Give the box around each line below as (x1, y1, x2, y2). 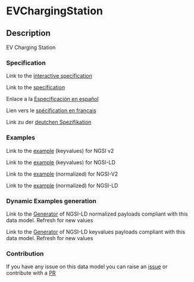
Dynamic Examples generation (6, 197, 97, 205)
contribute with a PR (6, 269, 56, 277)
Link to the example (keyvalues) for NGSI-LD (6, 158, 116, 165)
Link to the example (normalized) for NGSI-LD (6, 182, 118, 189)
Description (6, 28, 51, 38)
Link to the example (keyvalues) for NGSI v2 (6, 147, 114, 154)
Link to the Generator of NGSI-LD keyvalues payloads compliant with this (6, 228, 186, 235)
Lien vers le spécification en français (6, 107, 96, 114)
